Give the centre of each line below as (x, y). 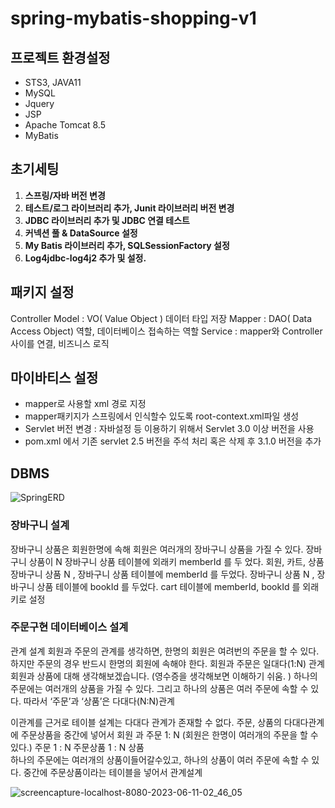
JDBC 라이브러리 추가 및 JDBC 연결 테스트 (107, 220)
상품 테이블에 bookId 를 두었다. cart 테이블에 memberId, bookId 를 (168, 586)
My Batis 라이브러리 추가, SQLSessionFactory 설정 (127, 245)
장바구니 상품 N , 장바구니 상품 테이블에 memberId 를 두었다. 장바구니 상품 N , (162, 574)
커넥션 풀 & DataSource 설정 (81, 233)
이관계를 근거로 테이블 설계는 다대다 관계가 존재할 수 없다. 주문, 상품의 (146, 722)
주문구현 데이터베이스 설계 (69, 627)
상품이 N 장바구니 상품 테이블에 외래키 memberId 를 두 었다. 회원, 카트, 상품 (176, 561)
